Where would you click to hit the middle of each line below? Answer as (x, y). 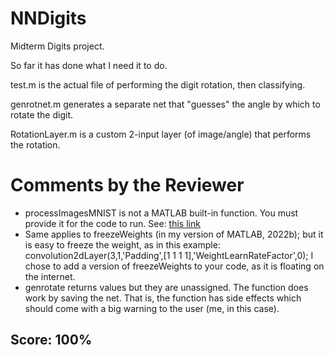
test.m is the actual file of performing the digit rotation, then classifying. (158, 84)
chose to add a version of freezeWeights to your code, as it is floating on (174, 266)
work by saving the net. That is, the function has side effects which (163, 298)
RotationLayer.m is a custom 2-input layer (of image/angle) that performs (161, 134)
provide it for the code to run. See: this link (112, 223)
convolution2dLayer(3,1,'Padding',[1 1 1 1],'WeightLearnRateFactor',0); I (169, 255)
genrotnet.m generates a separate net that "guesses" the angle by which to (165, 104)
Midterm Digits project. (57, 46)
